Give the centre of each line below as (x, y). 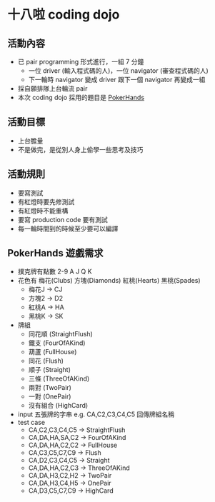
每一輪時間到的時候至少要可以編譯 (68, 229)
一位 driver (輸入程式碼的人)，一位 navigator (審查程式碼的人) (118, 71)
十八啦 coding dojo (64, 15)
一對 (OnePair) (50, 396)
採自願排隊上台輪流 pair (52, 89)
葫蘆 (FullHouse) (52, 352)
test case (31, 423)
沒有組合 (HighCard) (58, 406)
